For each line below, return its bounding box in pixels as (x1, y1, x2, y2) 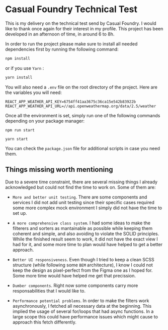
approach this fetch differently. (12, 319, 76, 325)
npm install (5, 56, 30, 61)
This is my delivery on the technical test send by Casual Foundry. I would (5, 20, 156, 26)
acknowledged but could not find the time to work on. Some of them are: (5, 184, 156, 190)
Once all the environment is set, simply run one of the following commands (5, 112, 160, 118)
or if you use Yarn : (5, 65, 44, 71)
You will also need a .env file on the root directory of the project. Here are (5, 84, 157, 90)
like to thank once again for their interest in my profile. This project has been (5, 25, 163, 31)
